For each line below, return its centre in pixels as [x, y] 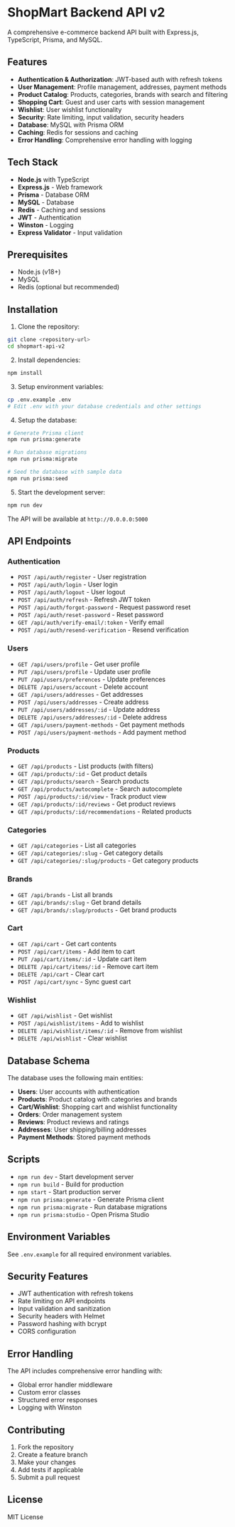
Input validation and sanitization [64, 1309]
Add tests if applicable [50, 1470]
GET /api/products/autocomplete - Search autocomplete [100, 789]
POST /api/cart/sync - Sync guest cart [74, 981]
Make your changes [47, 1462]
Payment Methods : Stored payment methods [84, 1137]
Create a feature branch [53, 1455]
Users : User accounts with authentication [78, 1092]
